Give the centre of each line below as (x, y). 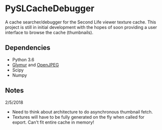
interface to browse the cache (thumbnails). (49, 32)
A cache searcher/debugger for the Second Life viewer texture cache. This (81, 22)
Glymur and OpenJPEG (35, 65)
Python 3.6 (23, 60)
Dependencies (28, 48)
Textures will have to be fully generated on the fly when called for (78, 117)
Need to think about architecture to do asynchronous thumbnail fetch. (82, 112)
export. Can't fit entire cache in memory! (53, 122)
